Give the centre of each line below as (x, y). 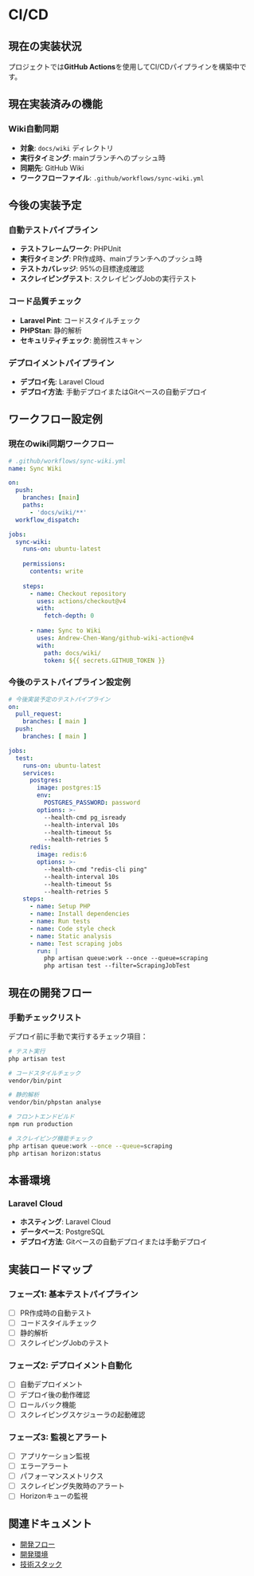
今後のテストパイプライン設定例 (70, 682)
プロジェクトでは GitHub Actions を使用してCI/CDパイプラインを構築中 (124, 67)
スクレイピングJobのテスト (64, 1343)
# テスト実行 (27, 1051)
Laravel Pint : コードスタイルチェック (80, 320)
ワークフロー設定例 (55, 419)
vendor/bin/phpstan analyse (55, 1102)
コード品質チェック (45, 301)
